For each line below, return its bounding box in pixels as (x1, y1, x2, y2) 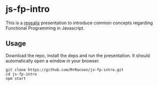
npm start (5, 76, 26, 81)
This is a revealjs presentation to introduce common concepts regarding (5, 20, 153, 26)
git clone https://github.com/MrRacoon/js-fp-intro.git (5, 67, 124, 72)
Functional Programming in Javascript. (5, 25, 85, 31)
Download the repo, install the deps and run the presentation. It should (5, 52, 151, 58)
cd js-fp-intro (5, 72, 37, 77)
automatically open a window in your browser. (5, 58, 100, 64)
